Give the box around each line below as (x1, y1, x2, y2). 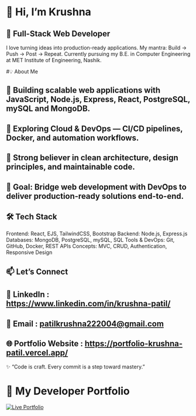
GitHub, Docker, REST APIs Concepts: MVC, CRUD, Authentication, (6, 243, 167, 250)
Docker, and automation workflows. (6, 133, 139, 143)
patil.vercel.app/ (6, 347, 68, 357)
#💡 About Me (6, 68, 38, 75)
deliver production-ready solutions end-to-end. (6, 191, 184, 201)
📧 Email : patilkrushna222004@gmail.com (6, 319, 164, 329)
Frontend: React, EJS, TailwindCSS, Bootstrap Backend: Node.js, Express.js (6, 230, 188, 237)
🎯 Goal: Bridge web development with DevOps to (6, 182, 187, 192)
